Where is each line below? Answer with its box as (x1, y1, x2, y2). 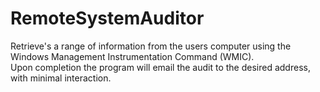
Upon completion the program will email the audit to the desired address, (10, 61, 311, 73)
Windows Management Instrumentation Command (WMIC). (10, 50, 255, 62)
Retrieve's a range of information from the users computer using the (10, 40, 292, 52)
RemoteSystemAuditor (10, 7, 205, 30)
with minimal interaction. (10, 72, 112, 84)
